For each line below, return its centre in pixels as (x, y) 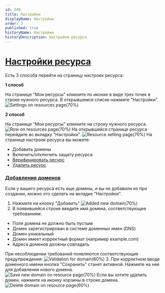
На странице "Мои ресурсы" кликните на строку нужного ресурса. (76, 124)
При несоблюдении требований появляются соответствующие (72, 254)
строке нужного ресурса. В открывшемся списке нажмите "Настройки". (82, 100)
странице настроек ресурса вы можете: (48, 140)
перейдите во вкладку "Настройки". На (79, 134)
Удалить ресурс (29, 165)
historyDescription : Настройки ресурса (46, 37)
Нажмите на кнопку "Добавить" (46, 203)
